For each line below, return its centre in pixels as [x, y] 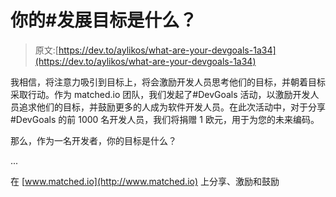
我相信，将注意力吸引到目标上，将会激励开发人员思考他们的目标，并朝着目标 [168, 82]
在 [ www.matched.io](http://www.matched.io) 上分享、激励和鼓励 [145, 181]
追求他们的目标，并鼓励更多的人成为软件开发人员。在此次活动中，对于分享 [172, 107]
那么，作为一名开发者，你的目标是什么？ [93, 140]
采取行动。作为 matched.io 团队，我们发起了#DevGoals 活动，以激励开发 [160, 94]
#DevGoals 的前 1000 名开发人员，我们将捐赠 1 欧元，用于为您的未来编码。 [165, 119]
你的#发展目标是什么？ [104, 20]
